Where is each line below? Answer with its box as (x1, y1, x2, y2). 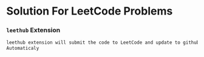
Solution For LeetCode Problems (6, 4, 173, 18)
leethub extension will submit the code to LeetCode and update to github (6, 39, 200, 46)
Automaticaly (6, 45, 39, 52)
